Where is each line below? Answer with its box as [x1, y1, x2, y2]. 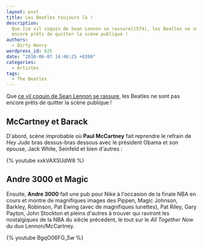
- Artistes [11, 64, 39, 71]
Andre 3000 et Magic [6, 174, 89, 184]
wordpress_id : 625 [6, 48, 53, 54]
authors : [6, 37, 28, 43]
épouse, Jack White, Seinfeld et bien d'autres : [6, 145, 123, 152]
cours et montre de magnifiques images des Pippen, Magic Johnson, [6, 196, 178, 204]
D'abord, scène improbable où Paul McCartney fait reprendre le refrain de [6, 132, 192, 139]
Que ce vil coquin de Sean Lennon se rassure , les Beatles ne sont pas [6, 93, 180, 100]
